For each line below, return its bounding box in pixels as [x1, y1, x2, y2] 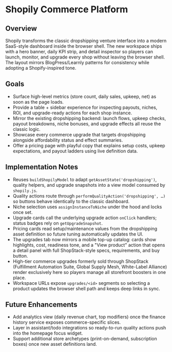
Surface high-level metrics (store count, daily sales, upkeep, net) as [12, 93, 157, 100]
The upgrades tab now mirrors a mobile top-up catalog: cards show [12, 236, 157, 242]
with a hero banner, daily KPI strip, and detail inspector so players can [5, 49, 153, 54]
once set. [12, 209, 33, 215]
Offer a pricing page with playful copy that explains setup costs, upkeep [12, 142, 165, 148]
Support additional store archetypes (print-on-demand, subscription [12, 336, 158, 342]
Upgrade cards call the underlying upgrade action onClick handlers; [12, 214, 157, 221]
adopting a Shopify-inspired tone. [5, 65, 77, 71]
